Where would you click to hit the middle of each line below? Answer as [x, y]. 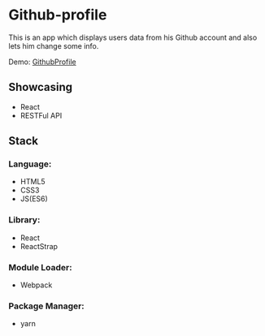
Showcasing [41, 87]
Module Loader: [40, 267]
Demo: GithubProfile [42, 62]
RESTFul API [41, 115]
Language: [30, 164]
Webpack [36, 285]
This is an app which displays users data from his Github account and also [133, 37]
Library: [24, 220]
